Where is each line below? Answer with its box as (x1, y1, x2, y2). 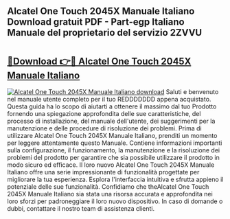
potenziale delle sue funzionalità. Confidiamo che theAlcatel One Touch (7, 183, 209, 191)
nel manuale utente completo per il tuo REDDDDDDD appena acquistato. (7, 95, 211, 103)
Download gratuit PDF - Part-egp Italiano (7, 16, 185, 28)
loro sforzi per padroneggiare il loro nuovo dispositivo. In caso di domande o (7, 197, 223, 205)
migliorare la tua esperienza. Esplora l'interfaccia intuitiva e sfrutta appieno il (7, 175, 224, 183)
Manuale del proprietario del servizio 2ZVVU (7, 27, 203, 38)
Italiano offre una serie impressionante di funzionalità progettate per (7, 168, 200, 176)
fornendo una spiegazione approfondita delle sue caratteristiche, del (7, 110, 201, 117)
